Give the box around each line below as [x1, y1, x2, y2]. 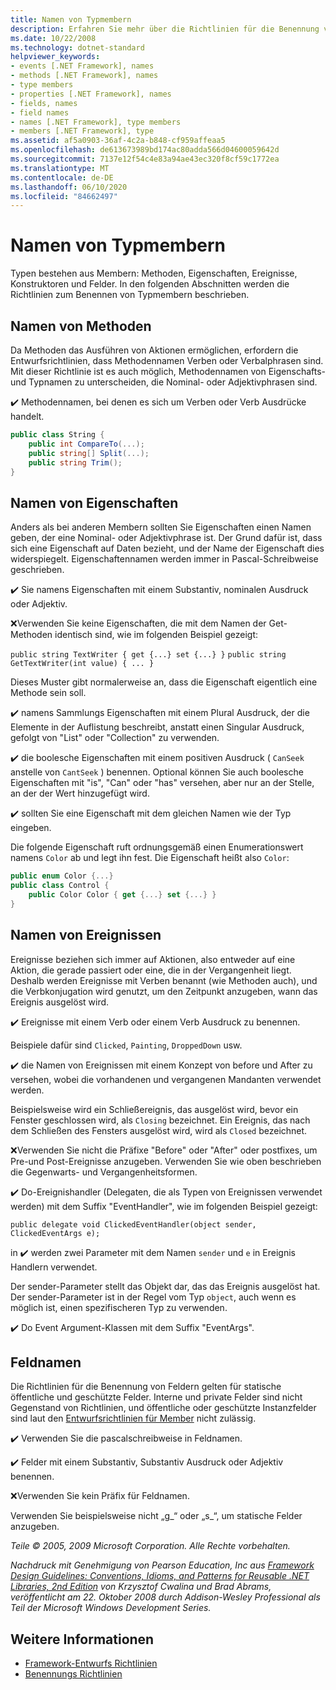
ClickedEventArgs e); [10, 1228, 101, 1238]
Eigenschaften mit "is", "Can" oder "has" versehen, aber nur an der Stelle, [10, 777, 315, 789]
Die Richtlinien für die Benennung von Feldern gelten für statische [10, 1381, 282, 1393]
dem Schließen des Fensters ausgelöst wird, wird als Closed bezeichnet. [10, 1124, 308, 1136]
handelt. [10, 411, 45, 422]
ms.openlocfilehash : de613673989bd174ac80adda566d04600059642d [10, 145, 280, 155]
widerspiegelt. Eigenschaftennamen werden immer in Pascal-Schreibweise [10, 553, 319, 565]
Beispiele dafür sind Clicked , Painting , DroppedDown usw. [10, 1039, 243, 1051]
